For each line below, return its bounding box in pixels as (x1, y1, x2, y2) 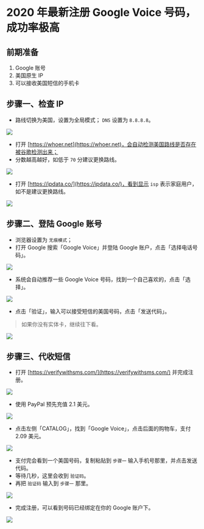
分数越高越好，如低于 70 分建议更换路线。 (15, 156, 120, 163)
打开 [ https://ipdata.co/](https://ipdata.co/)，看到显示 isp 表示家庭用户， (15, 180, 198, 187)
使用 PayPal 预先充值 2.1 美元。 (15, 401, 93, 408)
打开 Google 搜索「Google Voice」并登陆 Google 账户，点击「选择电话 (15, 243, 193, 251)
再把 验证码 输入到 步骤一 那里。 (15, 480, 91, 487)
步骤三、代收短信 (6, 351, 71, 362)
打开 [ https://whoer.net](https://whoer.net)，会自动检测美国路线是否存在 (15, 141, 197, 148)
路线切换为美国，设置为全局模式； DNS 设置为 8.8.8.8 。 (15, 116, 154, 124)
